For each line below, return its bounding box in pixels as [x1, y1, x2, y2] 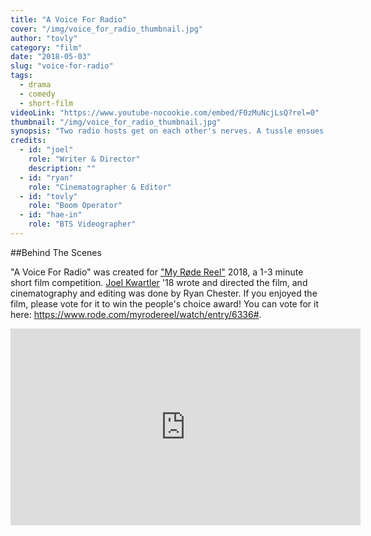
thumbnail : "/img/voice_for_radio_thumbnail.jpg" [10, 117, 222, 127]
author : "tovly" [10, 33, 78, 43]
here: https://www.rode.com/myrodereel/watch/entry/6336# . [10, 308, 262, 320]
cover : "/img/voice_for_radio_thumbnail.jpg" [10, 24, 203, 34]
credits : [10, 136, 47, 146]
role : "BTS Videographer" [28, 219, 137, 230]
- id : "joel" [19, 145, 74, 155]
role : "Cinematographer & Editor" [28, 182, 172, 192]
